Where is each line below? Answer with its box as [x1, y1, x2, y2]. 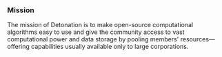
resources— [180, 35, 215, 43]
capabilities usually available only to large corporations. [30, 43, 189, 51]
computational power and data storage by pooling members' [7, 35, 179, 43]
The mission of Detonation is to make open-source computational [7, 21, 194, 29]
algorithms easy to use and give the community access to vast [7, 28, 185, 36]
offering [7, 43, 30, 51]
